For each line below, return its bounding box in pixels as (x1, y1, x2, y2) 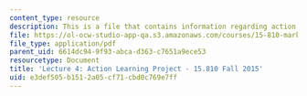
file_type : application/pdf (9, 38, 117, 48)
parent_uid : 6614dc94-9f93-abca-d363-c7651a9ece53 (9, 48, 206, 57)
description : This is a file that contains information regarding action (9, 22, 297, 31)
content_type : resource (9, 13, 101, 23)
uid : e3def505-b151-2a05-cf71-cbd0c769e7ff (9, 73, 178, 82)
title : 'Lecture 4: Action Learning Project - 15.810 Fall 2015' (9, 65, 263, 74)
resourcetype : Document (9, 56, 101, 65)
